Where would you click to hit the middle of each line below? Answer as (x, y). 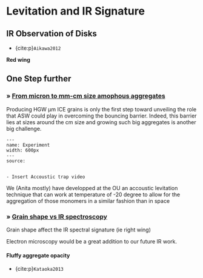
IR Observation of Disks (52, 34)
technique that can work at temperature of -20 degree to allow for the (93, 194)
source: (16, 161)
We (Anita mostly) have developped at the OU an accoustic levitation (92, 188)
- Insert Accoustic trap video (46, 177)
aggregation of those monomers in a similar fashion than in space (88, 200)
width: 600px (23, 150)
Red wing (18, 60)
